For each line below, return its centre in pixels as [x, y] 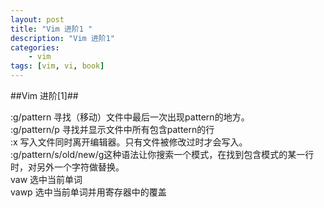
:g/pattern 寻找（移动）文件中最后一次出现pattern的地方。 [130, 117]
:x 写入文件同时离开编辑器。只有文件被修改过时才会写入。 [129, 142]
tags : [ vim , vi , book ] [57, 66]
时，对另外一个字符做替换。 [67, 167]
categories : [35, 47]
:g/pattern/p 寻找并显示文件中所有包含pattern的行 [112, 129]
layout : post [37, 19]
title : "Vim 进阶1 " [51, 29]
